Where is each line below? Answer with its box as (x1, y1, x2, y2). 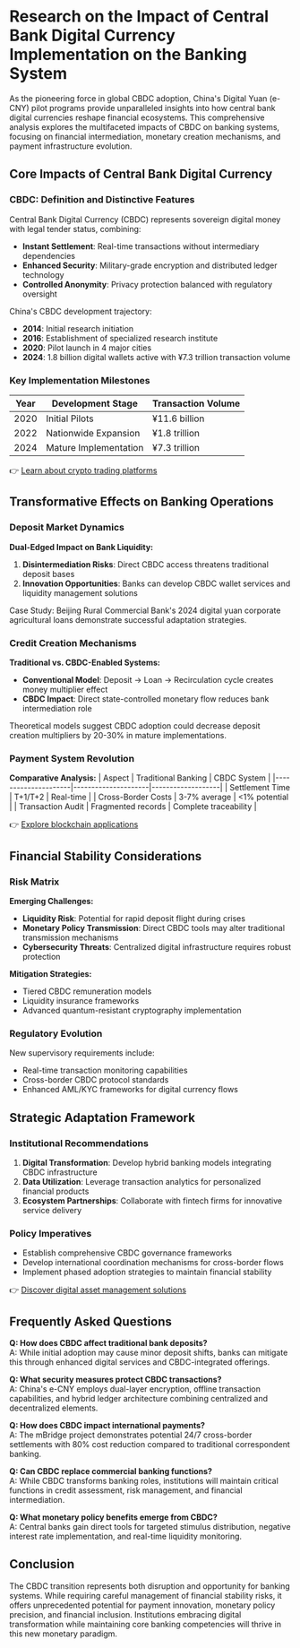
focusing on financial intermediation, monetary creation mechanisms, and (9, 131, 281, 142)
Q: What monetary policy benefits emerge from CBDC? (9, 1512, 218, 1523)
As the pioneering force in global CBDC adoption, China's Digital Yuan (9, 92, 268, 104)
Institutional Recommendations (9, 1136, 150, 1149)
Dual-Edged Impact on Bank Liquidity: (9, 541, 154, 552)
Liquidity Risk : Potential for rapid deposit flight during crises (21, 912, 246, 924)
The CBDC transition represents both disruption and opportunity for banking (9, 1580, 291, 1592)
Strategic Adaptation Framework (9, 1109, 195, 1126)
